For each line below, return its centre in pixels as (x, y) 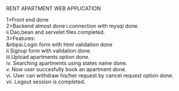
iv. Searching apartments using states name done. (67, 63)
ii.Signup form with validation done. (49, 51)
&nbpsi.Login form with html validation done (59, 44)
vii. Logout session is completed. (46, 82)
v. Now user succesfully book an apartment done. (66, 69)
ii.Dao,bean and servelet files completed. (56, 32)
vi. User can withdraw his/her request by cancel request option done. (90, 76)
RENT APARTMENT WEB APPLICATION (53, 8)
